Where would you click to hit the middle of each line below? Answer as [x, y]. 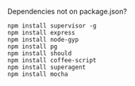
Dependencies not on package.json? [67, 11]
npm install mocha [38, 74]
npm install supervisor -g [52, 26]
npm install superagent [47, 67]
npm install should [40, 54]
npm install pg [33, 47]
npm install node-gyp [43, 39]
